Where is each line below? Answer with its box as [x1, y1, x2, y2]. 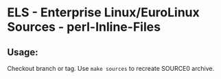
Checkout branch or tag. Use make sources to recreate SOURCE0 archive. [7, 65, 215, 72]
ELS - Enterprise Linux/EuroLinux [7, 5, 200, 20]
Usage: [7, 46, 39, 58]
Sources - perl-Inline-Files [7, 19, 161, 35]
